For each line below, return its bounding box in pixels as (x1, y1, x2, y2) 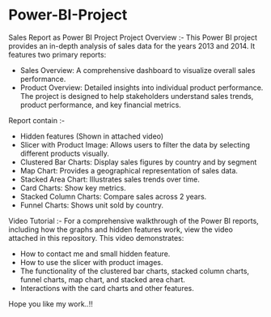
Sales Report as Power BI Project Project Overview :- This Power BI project (8, 32, 257, 42)
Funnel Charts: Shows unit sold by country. (19, 200, 164, 210)
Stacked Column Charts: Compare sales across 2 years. (19, 191, 207, 201)
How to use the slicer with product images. (19, 257, 163, 267)
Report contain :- (8, 115, 66, 125)
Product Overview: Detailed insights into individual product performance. (19, 83, 264, 92)
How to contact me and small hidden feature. (19, 249, 171, 259)
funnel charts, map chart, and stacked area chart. (19, 274, 186, 285)
